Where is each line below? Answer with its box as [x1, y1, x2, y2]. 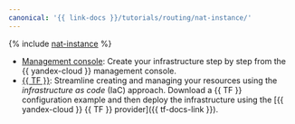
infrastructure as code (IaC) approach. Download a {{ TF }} [21, 84, 243, 95]
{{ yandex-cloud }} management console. [21, 65, 177, 76]
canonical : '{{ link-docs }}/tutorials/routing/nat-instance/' [8, 13, 252, 23]
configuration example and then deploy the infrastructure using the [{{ [21, 94, 284, 105]
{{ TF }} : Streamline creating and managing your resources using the [21, 74, 278, 86]
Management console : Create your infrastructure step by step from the [21, 55, 287, 66]
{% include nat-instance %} [8, 38, 112, 49]
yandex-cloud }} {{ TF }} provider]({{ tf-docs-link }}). [21, 103, 219, 114]
